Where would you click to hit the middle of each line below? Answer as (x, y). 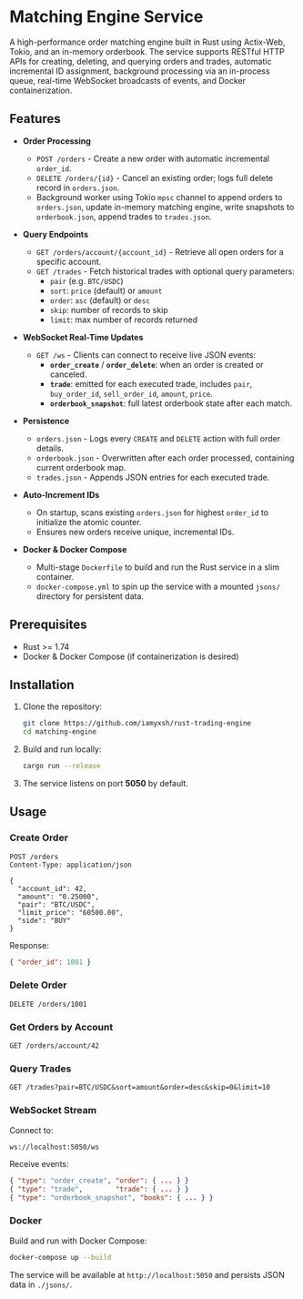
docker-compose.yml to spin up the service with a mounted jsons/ (158, 586)
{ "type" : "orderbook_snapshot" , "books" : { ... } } (111, 1198)
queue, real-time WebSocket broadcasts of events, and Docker (127, 80)
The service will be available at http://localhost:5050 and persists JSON (147, 1274)
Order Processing (56, 141)
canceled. (68, 374)
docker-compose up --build (61, 1257)
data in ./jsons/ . (41, 1284)
